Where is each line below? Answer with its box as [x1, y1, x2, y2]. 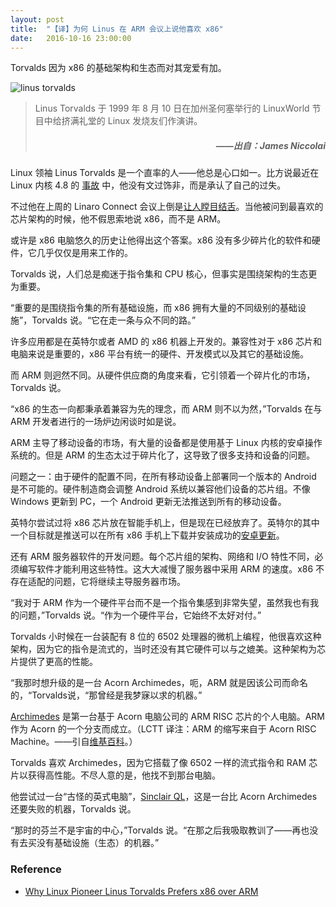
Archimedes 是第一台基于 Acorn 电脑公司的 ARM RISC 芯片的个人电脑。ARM [10, 711, 325, 723]
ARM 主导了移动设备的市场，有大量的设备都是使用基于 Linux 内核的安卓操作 [10, 437, 323, 449]
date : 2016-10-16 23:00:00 [10, 33, 132, 43]
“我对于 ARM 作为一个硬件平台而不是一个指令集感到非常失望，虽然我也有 [10, 597, 311, 609]
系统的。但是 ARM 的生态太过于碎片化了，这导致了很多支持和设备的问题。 [10, 449, 316, 461]
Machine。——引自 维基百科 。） [10, 736, 138, 748]
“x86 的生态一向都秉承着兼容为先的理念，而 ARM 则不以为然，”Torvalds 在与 [10, 403, 323, 415]
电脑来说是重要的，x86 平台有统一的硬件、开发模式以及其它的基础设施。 [10, 348, 309, 360]
